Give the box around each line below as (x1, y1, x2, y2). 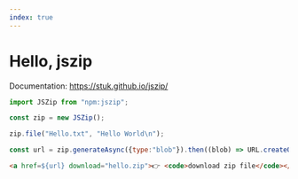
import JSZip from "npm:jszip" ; (9, 97, 129, 106)
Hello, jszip (9, 51, 93, 71)
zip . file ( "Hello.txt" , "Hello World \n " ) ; (9, 129, 165, 138)
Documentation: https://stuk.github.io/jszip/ (9, 81, 169, 91)
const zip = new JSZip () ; (9, 113, 105, 122)
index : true (9, 12, 53, 22)
